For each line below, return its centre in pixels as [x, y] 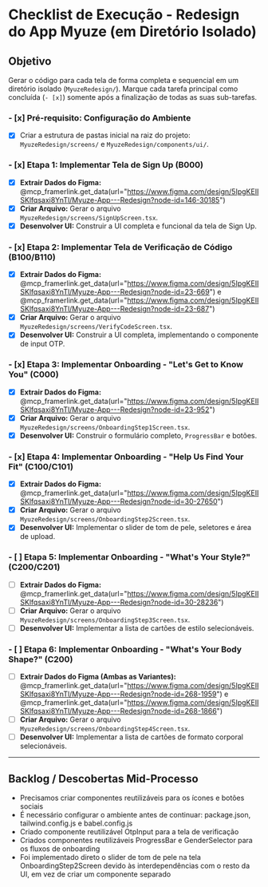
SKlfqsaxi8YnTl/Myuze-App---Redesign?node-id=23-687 [114, 309]
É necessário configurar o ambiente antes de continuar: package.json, [135, 815]
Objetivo [30, 61]
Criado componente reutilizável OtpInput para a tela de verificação [129, 832]
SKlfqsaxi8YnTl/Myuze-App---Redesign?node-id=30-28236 [119, 602]
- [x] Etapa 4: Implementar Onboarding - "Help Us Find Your [126, 457]
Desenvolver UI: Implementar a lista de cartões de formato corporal [131, 737]
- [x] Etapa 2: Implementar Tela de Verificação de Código [120, 247]
